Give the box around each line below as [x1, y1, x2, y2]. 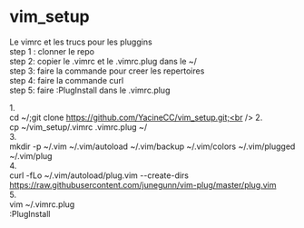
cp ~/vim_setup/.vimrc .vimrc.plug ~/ [9, 121, 148, 133]
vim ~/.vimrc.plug [9, 198, 75, 210]
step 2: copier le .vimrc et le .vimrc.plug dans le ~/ [9, 55, 198, 66]
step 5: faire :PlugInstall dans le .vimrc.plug [9, 84, 171, 95]
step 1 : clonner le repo [9, 45, 95, 56]
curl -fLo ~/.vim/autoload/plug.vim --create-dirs [9, 170, 189, 181]
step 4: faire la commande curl [9, 74, 124, 85]
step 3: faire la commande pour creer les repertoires [9, 65, 205, 76]
